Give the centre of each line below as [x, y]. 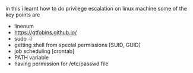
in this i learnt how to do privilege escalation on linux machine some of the [96, 9]
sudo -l [23, 39]
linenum [24, 26]
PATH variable [31, 57]
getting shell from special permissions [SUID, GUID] [77, 45]
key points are [23, 15]
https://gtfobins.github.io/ [45, 32]
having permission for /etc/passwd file [61, 64]
